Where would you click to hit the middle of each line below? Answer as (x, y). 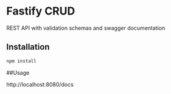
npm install (21, 61)
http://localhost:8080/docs (40, 84)
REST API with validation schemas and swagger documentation (86, 28)
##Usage (18, 72)
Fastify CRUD (41, 11)
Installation (28, 47)
